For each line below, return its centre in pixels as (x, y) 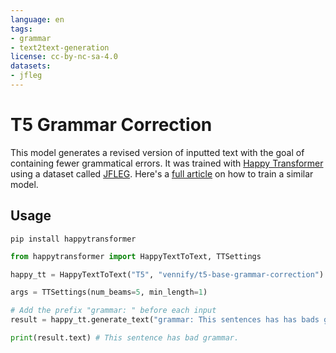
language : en (37, 19)
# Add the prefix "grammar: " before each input (113, 311)
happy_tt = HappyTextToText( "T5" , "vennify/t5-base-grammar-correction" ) (167, 274)
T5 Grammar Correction (111, 125)
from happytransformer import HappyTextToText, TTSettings (136, 256)
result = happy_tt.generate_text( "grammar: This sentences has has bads (165, 320)
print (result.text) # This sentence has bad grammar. (125, 338)
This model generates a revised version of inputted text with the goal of (157, 152)
